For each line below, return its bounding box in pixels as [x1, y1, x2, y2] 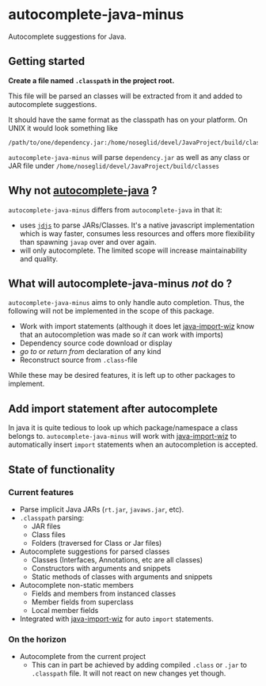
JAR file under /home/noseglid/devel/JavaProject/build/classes [8, 161, 220, 170]
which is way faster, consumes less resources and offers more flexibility [19, 228, 256, 238]
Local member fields [31, 605, 99, 615]
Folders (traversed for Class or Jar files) [31, 538, 162, 547]
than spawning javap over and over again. [19, 237, 157, 246]
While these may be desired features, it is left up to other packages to [8, 371, 236, 380]
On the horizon [8, 634, 67, 645]
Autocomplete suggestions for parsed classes [19, 547, 170, 556]
